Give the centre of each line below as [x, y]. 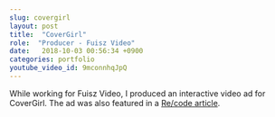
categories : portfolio [52, 59]
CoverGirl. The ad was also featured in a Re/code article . [115, 103]
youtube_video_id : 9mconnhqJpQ [68, 68]
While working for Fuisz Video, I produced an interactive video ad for [137, 93]
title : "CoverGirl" [48, 34]
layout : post [34, 26]
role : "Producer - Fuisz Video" [72, 43]
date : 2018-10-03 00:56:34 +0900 [76, 51]
